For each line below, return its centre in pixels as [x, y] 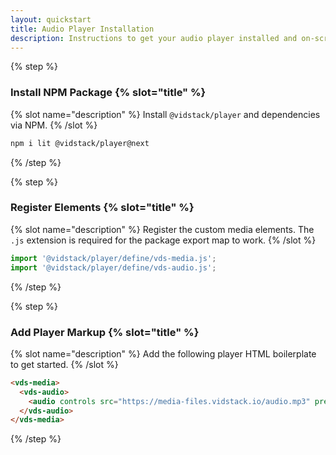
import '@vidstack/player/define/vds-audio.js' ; [113, 267]
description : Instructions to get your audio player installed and [154, 38]
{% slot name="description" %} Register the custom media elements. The [162, 229]
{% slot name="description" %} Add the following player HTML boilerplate [163, 353]
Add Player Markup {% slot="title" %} [105, 332]
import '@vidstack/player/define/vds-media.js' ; [113, 258]
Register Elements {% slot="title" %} [102, 208]
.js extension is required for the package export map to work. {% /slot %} [163, 240]
